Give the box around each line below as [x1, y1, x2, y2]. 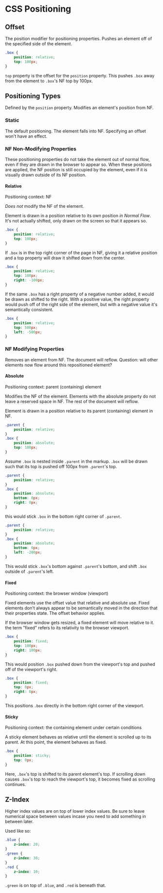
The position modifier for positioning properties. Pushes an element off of [5, 36, 152, 41]
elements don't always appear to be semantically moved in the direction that [5, 605, 158, 611]
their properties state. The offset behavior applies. [5, 610, 106, 616]
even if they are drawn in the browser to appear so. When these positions [5, 162, 152, 167]
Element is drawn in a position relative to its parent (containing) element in [5, 408, 153, 414]
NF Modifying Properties [5, 346, 65, 352]
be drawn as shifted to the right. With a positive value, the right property [5, 296, 149, 302]
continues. [5, 781, 26, 787]
